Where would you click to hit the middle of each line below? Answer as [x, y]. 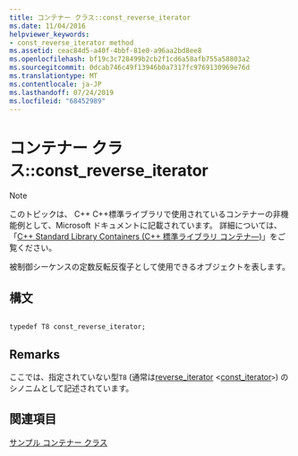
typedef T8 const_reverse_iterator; [77, 327]
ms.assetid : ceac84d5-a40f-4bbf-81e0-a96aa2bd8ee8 [106, 51]
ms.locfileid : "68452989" [57, 101]
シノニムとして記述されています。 [72, 388]
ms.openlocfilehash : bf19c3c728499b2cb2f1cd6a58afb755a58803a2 [130, 59]
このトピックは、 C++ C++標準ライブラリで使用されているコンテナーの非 [145, 214]
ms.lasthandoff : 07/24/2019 [62, 92]
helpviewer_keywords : [50, 34]
